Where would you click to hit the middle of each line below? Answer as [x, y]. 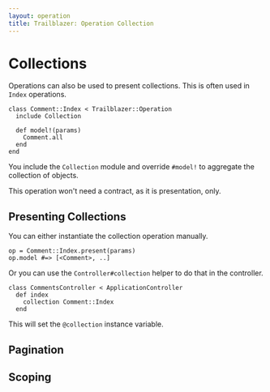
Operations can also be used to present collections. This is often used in [129, 86]
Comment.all [43, 138]
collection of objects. [43, 176]
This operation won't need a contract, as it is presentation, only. [115, 191]
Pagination [36, 349]
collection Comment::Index [69, 302]
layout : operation [39, 16]
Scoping [30, 377]
